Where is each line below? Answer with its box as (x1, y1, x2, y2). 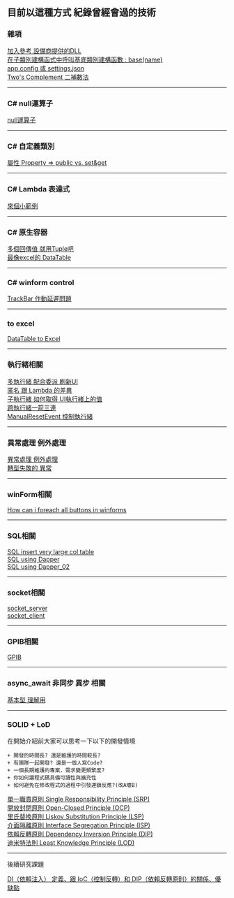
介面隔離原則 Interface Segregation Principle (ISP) (7, 820, 151, 830)
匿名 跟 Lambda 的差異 (7, 386, 72, 394)
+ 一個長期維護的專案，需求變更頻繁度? (7, 767, 105, 774)
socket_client (7, 611, 45, 620)
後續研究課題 (7, 860, 44, 868)
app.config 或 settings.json (7, 64, 85, 72)
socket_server (7, 604, 48, 612)
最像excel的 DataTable (7, 253, 72, 261)
